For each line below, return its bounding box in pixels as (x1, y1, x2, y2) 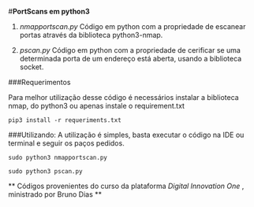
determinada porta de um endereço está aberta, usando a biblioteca (19, 54, 242, 63)
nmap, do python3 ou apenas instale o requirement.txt (8, 102, 185, 110)
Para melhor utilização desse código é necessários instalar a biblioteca (8, 93, 239, 102)
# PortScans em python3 (8, 7, 90, 16)
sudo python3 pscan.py (8, 168, 83, 176)
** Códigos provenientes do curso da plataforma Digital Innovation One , (8, 181, 245, 190)
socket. (19, 62, 44, 72)
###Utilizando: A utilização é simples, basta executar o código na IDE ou (8, 130, 245, 139)
